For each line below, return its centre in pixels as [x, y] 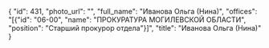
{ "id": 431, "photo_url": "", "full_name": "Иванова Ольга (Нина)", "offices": [133, 11]
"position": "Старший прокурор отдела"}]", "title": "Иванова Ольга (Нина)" [135, 28]
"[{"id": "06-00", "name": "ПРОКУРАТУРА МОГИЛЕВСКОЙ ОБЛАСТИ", [127, 20]
